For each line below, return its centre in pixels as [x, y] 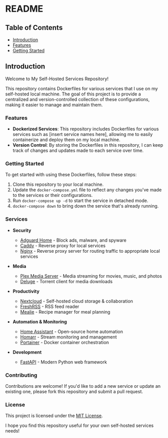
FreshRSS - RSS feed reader [50, 306]
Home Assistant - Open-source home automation [71, 331]
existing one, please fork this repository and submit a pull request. [74, 392]
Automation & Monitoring [40, 322]
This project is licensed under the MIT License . [54, 416]
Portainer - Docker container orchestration [65, 342]
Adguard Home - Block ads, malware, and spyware [73, 240]
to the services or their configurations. [52, 195]
